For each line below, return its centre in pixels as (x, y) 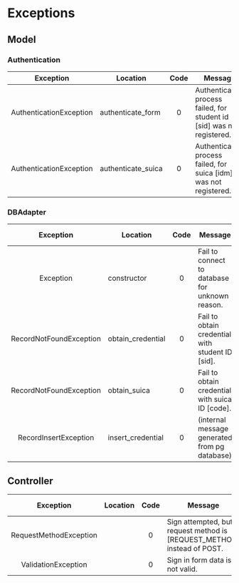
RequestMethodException (54, 535)
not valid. (182, 569)
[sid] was (211, 125)
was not (208, 182)
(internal (212, 420)
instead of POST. (195, 548)
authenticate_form (130, 112)
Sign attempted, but (200, 522)
